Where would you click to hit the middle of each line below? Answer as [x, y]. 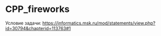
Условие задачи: [24, 23]
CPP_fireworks [38, 9]
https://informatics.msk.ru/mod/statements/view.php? [99, 23]
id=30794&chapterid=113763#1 [38, 28]
